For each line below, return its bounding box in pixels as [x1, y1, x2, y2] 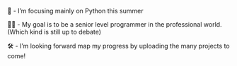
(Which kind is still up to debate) [7, 28, 101, 36]
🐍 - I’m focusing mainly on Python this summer [7, 7, 144, 15]
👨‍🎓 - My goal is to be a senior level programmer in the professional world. [7, 20, 222, 28]
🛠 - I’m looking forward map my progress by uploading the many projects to [7, 42, 230, 50]
